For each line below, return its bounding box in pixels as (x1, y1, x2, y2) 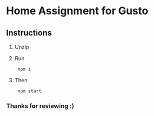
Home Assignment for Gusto (6, 4, 149, 18)
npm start (17, 88, 42, 94)
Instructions (6, 28, 52, 38)
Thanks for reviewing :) (6, 102, 74, 110)
